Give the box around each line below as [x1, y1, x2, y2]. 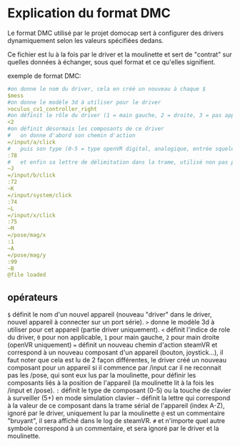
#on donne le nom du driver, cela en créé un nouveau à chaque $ [7, 85, 206, 92]
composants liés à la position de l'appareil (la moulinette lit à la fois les [7, 379, 214, 387]
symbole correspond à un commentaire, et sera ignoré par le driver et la [7, 424, 219, 433]
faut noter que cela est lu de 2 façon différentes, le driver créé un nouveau [7, 356, 227, 365]
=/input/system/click [7, 192, 72, 199]
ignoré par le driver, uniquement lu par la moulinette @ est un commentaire [7, 409, 225, 417]
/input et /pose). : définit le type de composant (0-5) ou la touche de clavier [7, 386, 231, 395]
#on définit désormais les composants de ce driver [7, 125, 164, 133]
